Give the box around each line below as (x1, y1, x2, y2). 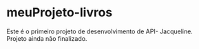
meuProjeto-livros (6, 5, 113, 20)
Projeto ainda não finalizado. (6, 34, 87, 42)
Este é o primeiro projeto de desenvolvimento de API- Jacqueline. (6, 27, 193, 35)
